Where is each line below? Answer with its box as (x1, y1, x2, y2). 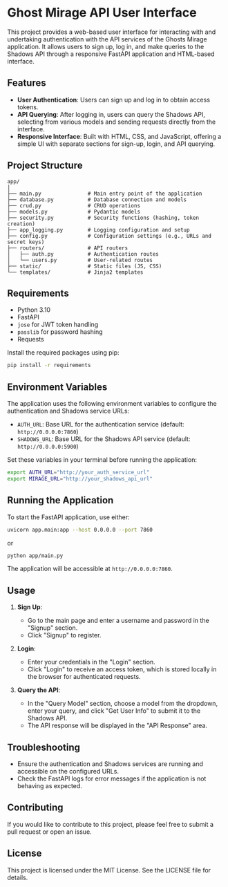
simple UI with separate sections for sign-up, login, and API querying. (17, 140, 216, 148)
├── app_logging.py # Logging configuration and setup (7, 226, 190, 233)
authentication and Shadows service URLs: (7, 407, 130, 416)
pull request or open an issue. (7, 828, 92, 836)
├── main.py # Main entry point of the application (7, 190, 202, 197)
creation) (7, 220, 36, 227)
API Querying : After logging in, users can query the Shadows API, (17, 110, 206, 118)
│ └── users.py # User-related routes (7, 256, 153, 263)
